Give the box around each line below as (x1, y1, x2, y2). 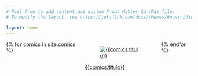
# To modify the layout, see (6, 14, 78, 20)
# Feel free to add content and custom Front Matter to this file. (6, 8, 176, 15)
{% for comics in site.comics (6, 41, 75, 48)
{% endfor (161, 41, 187, 48)
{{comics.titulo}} (85, 64, 125, 71)
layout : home (6, 25, 38, 31)
